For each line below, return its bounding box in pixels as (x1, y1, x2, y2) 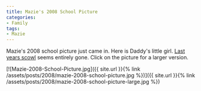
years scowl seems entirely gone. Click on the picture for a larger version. (6, 54, 189, 61)
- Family (6, 20, 28, 26)
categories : (6, 14, 36, 20)
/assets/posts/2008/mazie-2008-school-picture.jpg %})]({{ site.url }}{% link (6, 72, 196, 79)
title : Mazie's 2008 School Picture (6, 8, 98, 15)
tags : (6, 25, 20, 32)
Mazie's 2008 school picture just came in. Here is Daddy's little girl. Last (6, 47, 185, 54)
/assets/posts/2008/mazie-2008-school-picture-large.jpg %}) (6, 78, 160, 86)
